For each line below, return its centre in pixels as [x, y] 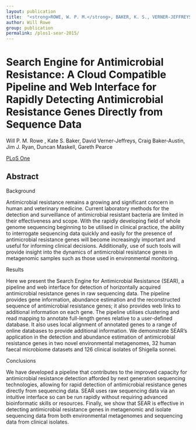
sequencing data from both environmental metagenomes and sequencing [94, 415]
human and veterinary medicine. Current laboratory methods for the [87, 208]
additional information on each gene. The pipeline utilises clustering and [93, 312]
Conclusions [21, 360]
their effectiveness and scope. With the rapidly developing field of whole [93, 221]
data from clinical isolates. [37, 422]
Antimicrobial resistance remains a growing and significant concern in [90, 202]
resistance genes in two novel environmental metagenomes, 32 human [91, 343]
